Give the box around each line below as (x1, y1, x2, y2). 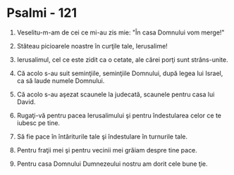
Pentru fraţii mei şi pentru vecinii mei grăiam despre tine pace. (16, 145, 198, 154)
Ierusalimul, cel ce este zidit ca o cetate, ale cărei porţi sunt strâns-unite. (16, 55, 228, 64)
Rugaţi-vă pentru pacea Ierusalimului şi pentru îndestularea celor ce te (16, 111, 221, 119)
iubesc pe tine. (16, 118, 61, 127)
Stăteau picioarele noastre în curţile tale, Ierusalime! (16, 41, 168, 50)
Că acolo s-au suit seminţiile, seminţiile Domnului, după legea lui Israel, (16, 69, 223, 77)
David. (16, 97, 36, 106)
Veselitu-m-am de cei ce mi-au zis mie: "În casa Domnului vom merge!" (16, 28, 225, 37)
